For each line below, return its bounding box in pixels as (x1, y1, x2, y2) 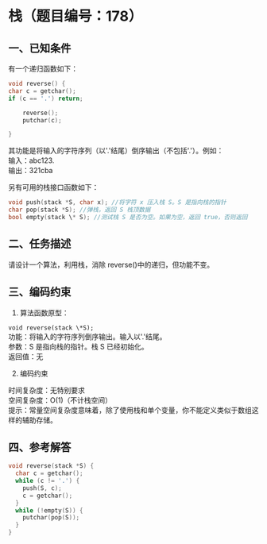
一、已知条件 (8, 41, 72, 55)
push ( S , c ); (22, 484, 62, 492)
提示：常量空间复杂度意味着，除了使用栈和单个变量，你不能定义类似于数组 (8, 405, 252, 415)
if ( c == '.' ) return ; (8, 95, 83, 102)
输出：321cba (8, 166, 53, 176)
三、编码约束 (8, 285, 72, 299)
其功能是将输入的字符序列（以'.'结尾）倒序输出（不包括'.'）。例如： (8, 146, 224, 156)
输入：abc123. (8, 156, 55, 165)
